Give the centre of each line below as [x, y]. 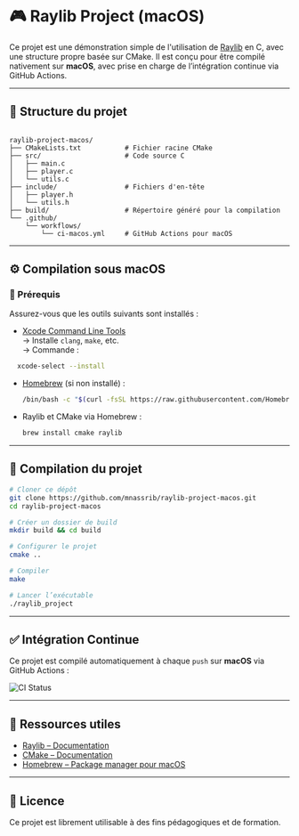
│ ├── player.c [41, 171]
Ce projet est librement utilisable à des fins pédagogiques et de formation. [145, 822]
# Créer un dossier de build [63, 522]
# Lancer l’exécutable [51, 595]
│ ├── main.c [37, 163]
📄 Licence [37, 801]
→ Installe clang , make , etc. [70, 341]
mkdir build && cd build [55, 531]
